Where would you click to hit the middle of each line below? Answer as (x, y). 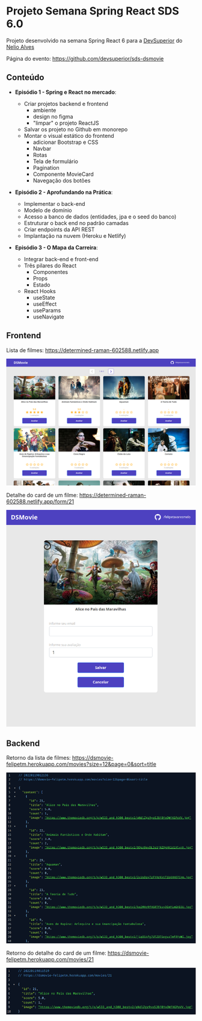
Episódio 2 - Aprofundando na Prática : (64, 192)
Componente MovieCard (63, 174)
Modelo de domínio (48, 210)
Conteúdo (25, 77)
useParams (47, 310)
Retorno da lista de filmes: (38, 758)
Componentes (50, 272)
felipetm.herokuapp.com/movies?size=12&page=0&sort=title (81, 764)
